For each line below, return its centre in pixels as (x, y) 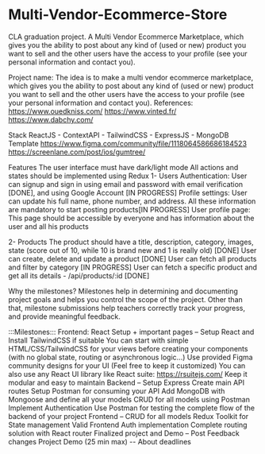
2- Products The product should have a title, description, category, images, (131, 242)
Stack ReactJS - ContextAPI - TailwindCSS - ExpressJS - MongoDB (119, 135)
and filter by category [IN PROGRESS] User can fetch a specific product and (133, 267)
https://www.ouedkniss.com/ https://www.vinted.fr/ (92, 111)
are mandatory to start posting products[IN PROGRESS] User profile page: (129, 209)
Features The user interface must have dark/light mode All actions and (123, 167)
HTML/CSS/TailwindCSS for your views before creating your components (128, 348)
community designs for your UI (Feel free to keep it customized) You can (127, 365)
